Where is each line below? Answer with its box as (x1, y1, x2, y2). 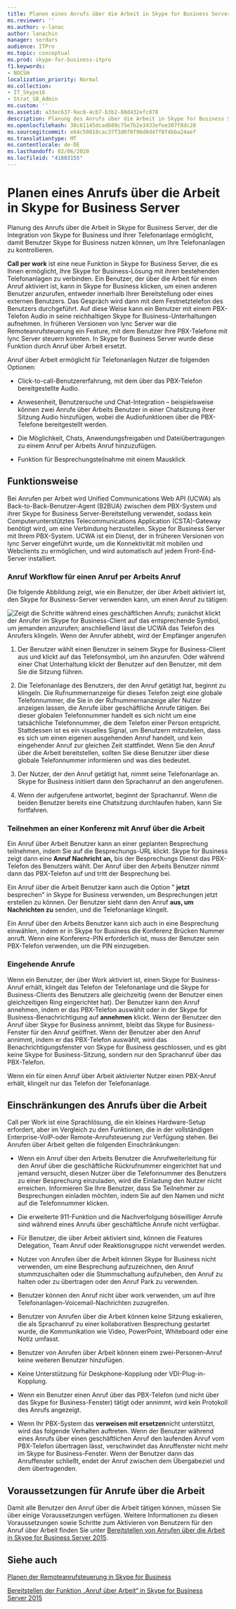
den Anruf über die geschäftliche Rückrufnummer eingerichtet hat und (17, 1161, 222, 1170)
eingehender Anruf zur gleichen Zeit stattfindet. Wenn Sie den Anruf (17, 741, 216, 750)
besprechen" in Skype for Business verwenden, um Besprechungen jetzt (7, 891, 218, 899)
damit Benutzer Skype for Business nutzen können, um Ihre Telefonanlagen (7, 238, 225, 247)
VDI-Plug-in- (169, 1369, 206, 1378)
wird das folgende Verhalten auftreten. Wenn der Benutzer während (17, 1427, 214, 1436)
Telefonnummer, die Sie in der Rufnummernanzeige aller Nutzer (17, 696, 202, 704)
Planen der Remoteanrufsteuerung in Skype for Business (7, 1572, 172, 1581)
